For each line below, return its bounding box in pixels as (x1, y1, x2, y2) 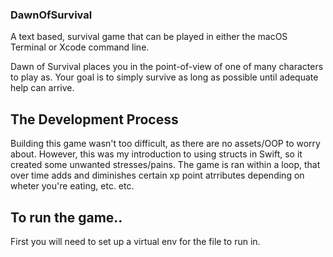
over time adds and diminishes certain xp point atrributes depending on (10, 169, 305, 182)
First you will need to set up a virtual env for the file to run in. (10, 235, 261, 247)
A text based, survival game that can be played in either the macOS (10, 31, 288, 43)
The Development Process (10, 111, 179, 128)
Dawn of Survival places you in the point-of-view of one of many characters (10, 61, 324, 73)
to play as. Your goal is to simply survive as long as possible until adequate (10, 71, 319, 83)
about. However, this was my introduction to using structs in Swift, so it (10, 148, 303, 160)
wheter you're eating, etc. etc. (10, 180, 135, 192)
